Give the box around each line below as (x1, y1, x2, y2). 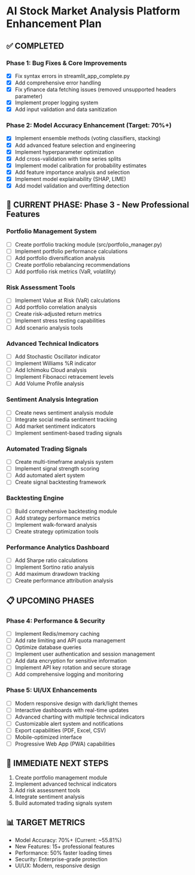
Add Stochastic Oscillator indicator (14, 352, 100, 360)
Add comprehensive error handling (14, 79, 102, 86)
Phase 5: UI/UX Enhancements (6, 686, 97, 695)
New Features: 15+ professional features (14, 843, 115, 850)
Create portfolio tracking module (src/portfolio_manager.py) (14, 241, 163, 248)
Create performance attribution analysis (14, 577, 114, 584)
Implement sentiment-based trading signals (14, 429, 123, 436)
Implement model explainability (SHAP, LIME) (14, 175, 127, 182)
